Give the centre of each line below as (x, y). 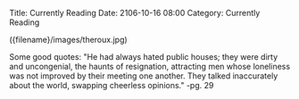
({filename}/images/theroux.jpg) (68, 40)
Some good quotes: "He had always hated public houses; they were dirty (144, 57)
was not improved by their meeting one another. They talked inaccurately (144, 76)
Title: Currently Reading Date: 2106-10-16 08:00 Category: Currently (135, 13)
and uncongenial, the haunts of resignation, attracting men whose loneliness (150, 66)
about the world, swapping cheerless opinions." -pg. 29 (112, 85)
